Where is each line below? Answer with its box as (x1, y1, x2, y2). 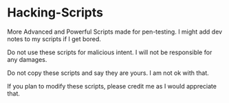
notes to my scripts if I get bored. (7, 34, 102, 43)
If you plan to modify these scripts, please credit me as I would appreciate (7, 82, 217, 90)
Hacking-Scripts (7, 5, 104, 21)
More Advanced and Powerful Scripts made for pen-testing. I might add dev (7, 27, 222, 36)
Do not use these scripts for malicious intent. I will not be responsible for (7, 48, 212, 56)
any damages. (7, 55, 47, 63)
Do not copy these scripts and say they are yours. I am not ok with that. (7, 69, 210, 77)
